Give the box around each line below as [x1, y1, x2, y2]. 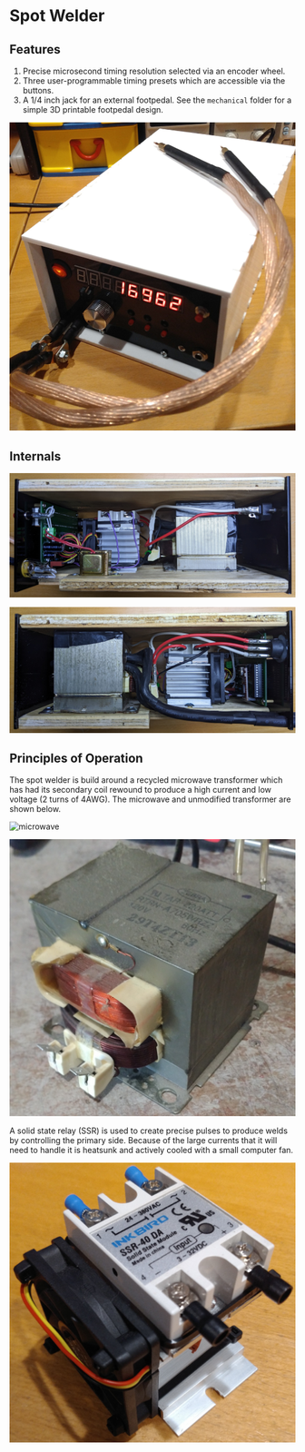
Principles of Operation [9, 750, 143, 766]
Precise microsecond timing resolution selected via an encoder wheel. [22, 65, 286, 76]
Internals [9, 449, 62, 464]
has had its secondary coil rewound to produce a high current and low [9, 785, 272, 795]
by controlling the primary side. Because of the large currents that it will [9, 1134, 278, 1145]
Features [9, 42, 61, 57]
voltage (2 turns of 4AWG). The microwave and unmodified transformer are [9, 794, 291, 805]
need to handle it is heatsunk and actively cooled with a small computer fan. [9, 1144, 293, 1155]
